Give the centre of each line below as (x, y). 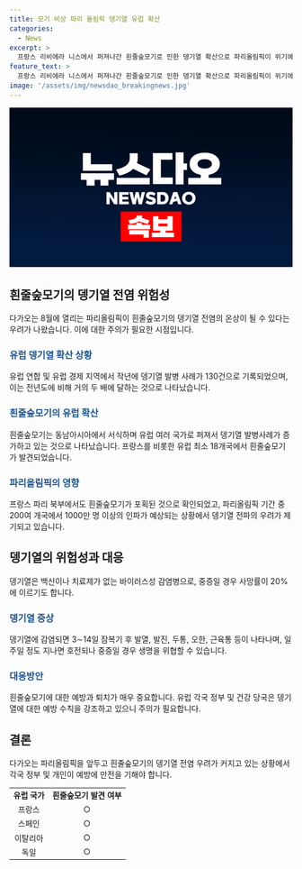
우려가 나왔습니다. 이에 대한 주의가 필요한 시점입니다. (102, 330)
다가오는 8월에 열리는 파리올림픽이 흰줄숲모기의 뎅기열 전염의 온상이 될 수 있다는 (150, 318)
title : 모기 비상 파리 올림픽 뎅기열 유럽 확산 (85, 19)
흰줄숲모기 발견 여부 (87, 795)
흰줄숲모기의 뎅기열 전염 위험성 (90, 294)
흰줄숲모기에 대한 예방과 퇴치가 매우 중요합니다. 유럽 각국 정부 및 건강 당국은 (142, 698)
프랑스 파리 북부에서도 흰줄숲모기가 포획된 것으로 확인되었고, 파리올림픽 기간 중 (147, 504)
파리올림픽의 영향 (44, 482)
